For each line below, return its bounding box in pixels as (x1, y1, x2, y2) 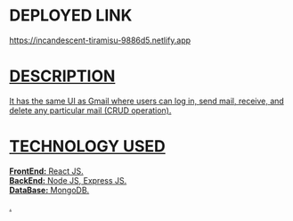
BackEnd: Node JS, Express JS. (9, 175, 127, 185)
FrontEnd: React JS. (9, 166, 84, 176)
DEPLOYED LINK (9, 5, 133, 26)
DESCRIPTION (9, 66, 116, 86)
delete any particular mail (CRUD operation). (9, 104, 172, 116)
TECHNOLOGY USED (9, 136, 167, 157)
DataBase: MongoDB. (9, 184, 90, 195)
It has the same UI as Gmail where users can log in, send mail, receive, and (9, 95, 285, 106)
